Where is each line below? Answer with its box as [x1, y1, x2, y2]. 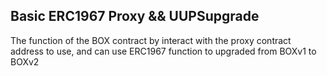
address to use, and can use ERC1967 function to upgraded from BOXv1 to [10, 45, 317, 57]
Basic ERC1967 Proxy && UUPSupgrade [10, 8, 260, 25]
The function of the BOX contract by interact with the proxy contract [10, 34, 292, 46]
